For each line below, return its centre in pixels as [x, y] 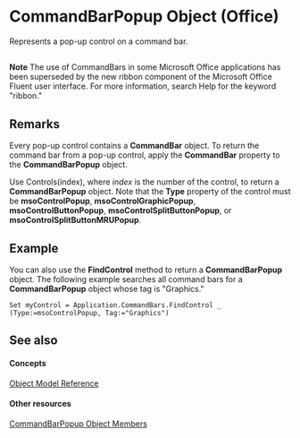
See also [33, 341]
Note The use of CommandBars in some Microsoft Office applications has [145, 67]
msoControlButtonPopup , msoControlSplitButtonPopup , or [121, 210]
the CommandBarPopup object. [68, 165]
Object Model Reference [54, 383]
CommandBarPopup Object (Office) [144, 17]
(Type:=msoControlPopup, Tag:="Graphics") [89, 313]
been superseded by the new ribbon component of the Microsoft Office [141, 77]
